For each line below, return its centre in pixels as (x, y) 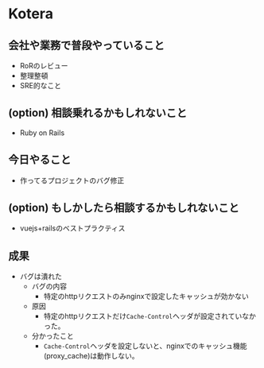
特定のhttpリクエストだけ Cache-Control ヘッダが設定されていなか (150, 316)
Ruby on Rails (42, 133)
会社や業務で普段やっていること (86, 45)
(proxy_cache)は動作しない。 (91, 356)
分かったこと (52, 336)
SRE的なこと (41, 85)
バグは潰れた (41, 277)
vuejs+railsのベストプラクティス (72, 228)
